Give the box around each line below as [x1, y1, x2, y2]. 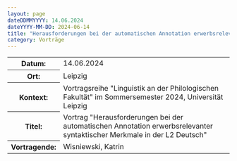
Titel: [24, 121, 42, 131]
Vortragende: [11, 142, 56, 152]
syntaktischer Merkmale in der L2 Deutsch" [63, 129, 207, 139]
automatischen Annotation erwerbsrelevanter [63, 121, 214, 131]
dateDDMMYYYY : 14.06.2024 [7, 17, 83, 24]
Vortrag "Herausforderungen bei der [63, 112, 183, 122]
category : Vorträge [7, 37, 65, 44]
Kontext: [18, 92, 48, 102]
